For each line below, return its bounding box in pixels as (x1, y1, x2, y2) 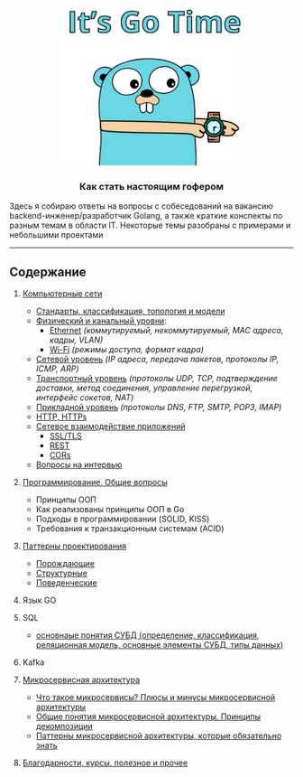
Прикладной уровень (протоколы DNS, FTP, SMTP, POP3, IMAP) (35, 402, 282, 413)
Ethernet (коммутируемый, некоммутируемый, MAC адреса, (49, 325, 284, 336)
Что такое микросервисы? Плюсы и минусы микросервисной (35, 692, 276, 703)
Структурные (35, 567, 88, 579)
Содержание (9, 264, 87, 279)
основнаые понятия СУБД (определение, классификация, (35, 630, 260, 641)
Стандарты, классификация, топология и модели (35, 305, 225, 317)
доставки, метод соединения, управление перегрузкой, (35, 382, 253, 394)
